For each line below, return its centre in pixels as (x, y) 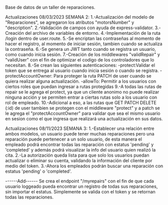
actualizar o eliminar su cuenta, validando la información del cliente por (79, 160)
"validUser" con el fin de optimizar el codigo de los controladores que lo (80, 60)
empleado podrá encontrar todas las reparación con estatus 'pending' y (79, 145)
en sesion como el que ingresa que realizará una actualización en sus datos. (84, 119)
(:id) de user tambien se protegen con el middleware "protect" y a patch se (83, 108)
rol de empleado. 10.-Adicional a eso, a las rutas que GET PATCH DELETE (81, 102)
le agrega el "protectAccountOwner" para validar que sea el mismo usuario (83, 113)
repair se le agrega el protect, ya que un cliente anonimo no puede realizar (82, 92)
